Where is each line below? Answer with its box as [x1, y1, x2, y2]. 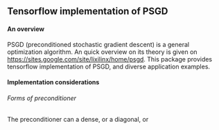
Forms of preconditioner [7, 93, 77, 102]
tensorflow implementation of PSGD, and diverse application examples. [7, 62, 210, 71]
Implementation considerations [7, 78, 100, 86]
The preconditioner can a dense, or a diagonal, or [7, 115, 149, 124]
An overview [7, 24, 45, 33]
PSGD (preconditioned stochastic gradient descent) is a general [7, 40, 189, 48]
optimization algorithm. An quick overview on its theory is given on [7, 48, 198, 56]
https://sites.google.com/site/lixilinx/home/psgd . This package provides [7, 55, 213, 63]
